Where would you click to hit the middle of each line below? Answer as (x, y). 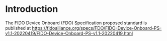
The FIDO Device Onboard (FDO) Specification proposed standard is (76, 23)
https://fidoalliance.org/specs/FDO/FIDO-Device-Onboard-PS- (97, 28)
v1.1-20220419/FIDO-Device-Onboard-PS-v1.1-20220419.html (69, 33)
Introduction (32, 9)
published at (18, 28)
